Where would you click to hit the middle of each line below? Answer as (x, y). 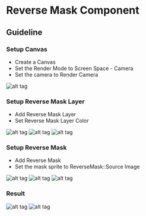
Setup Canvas (27, 49)
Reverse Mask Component (73, 10)
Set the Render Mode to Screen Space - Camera (74, 68)
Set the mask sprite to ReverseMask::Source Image (77, 167)
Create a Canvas (35, 62)
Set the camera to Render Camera (56, 74)
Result (16, 193)
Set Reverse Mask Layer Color (52, 121)
